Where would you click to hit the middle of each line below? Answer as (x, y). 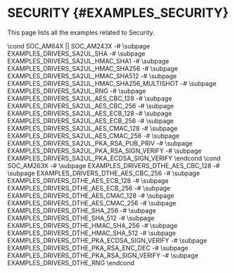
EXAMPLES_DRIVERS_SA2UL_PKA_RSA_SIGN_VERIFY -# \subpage (104, 151)
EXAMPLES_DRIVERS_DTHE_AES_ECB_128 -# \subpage (88, 180)
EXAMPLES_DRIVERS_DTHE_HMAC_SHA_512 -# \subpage (91, 233)
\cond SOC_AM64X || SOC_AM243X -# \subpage (78, 46)
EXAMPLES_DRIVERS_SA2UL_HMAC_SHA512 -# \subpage (92, 76)
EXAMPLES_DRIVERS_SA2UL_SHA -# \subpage (76, 53)
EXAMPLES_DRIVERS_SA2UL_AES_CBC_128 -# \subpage (90, 98)
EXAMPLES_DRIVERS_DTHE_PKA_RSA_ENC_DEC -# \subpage (98, 248)
